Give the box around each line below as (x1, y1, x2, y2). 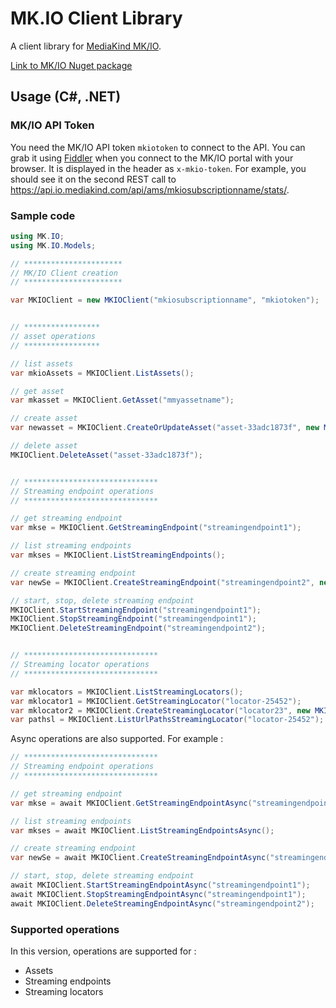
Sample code (10, 208, 76, 222)
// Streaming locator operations (10, 660, 150, 670)
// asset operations (10, 332, 97, 342)
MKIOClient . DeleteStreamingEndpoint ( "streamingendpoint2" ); (10, 623, 267, 634)
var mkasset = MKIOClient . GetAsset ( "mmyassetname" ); (10, 395, 235, 406)
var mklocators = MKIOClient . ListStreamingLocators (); (10, 687, 244, 697)
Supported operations (10, 922, 120, 936)
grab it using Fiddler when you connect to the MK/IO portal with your (10, 152, 294, 164)
